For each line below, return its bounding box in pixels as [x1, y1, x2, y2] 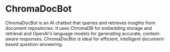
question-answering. [19, 41, 63, 47]
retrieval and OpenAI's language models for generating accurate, [5, 30, 142, 36]
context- [142, 30, 161, 36]
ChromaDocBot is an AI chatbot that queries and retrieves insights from [5, 20, 156, 26]
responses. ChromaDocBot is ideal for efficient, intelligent [19, 36, 141, 42]
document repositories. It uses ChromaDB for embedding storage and [5, 25, 152, 31]
